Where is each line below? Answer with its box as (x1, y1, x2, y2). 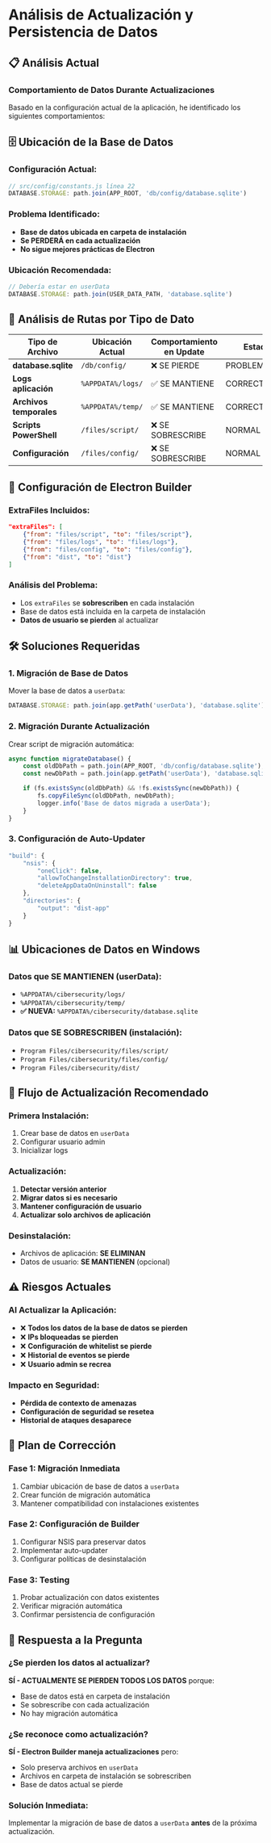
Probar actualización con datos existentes (19, 1593, 160, 1602)
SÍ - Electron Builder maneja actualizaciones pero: (8, 1747, 179, 1757)
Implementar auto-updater (19, 1545, 108, 1555)
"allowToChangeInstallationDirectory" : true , (37, 874, 194, 882)
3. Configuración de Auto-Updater (8, 833, 146, 844)
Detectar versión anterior (19, 1184, 107, 1194)
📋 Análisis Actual (8, 56, 99, 69)
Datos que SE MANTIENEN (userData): (8, 970, 162, 982)
